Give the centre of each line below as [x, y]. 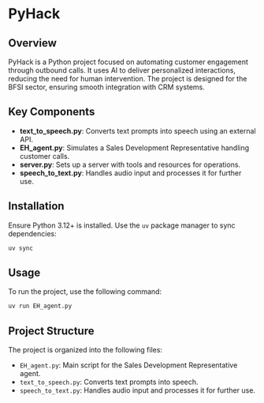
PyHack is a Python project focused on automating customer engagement [128, 62]
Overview [33, 43]
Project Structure [51, 331]
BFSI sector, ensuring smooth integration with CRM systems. [106, 87]
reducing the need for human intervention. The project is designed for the [128, 79]
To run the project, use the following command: [85, 292]
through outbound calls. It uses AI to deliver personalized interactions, [122, 70]
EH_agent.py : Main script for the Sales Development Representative [128, 365]
